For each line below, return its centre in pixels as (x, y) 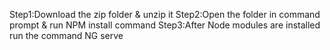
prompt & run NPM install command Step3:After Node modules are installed (165, 25)
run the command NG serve (66, 35)
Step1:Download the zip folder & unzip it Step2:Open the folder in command (165, 14)
